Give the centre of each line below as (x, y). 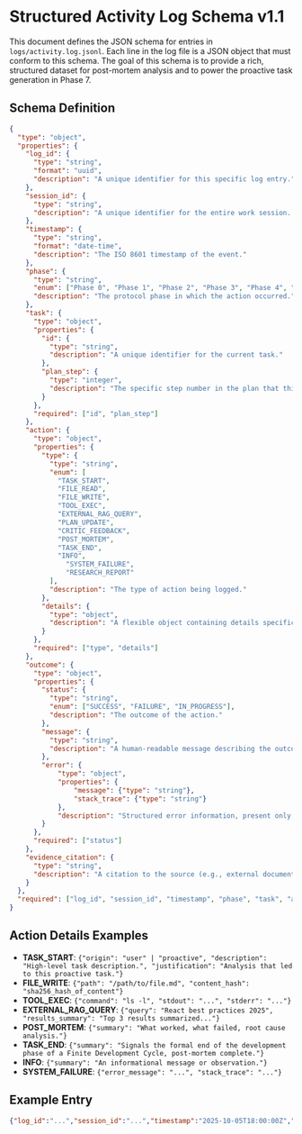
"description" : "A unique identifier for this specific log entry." (164, 179)
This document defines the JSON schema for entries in (111, 41)
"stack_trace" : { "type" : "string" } (140, 799)
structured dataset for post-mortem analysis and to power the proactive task (151, 70)
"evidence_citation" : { (70, 857)
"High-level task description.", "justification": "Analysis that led (157, 966)
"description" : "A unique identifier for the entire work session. (162, 213)
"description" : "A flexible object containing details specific (172, 623)
